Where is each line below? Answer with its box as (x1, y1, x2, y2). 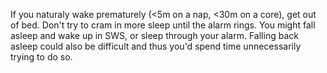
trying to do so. (10, 51, 73, 63)
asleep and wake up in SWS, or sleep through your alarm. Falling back (10, 30, 299, 41)
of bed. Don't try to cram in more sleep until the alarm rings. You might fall (10, 19, 316, 31)
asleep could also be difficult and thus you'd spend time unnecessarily (10, 40, 302, 52)
